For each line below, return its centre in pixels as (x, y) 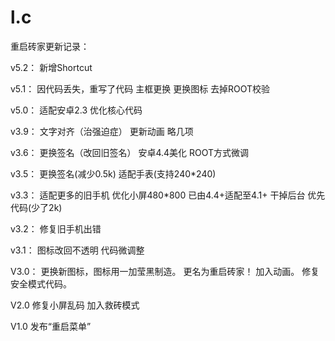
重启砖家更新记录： (50, 46)
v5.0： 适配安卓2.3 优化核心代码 (76, 110)
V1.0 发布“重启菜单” (51, 326)
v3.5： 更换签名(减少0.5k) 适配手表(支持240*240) (113, 173)
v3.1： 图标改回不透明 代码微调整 (77, 250)
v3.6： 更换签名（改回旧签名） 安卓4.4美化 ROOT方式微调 (130, 152)
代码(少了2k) (36, 207)
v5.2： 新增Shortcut (51, 67)
